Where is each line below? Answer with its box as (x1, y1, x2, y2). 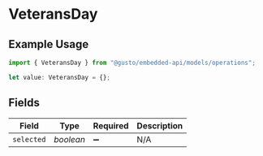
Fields (8, 96, 41, 110)
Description (136, 119, 183, 131)
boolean (54, 133, 85, 145)
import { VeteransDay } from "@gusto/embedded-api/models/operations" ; (8, 58, 256, 67)
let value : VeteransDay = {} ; (8, 73, 111, 81)
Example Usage (8, 37, 89, 51)
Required (93, 119, 129, 131)
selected (12, 135, 46, 144)
